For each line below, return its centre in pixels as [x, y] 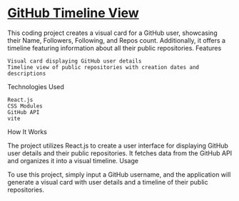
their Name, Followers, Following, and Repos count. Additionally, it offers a [117, 40]
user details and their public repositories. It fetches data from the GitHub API [120, 153]
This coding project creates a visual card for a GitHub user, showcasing [112, 33]
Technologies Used [36, 86]
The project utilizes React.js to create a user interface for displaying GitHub [118, 145]
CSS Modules [25, 106]
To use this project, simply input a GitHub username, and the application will [119, 174]
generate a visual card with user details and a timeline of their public [108, 182]
